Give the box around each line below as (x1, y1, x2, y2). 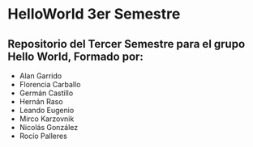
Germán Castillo (19, 88, 74, 98)
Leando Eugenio (19, 106, 75, 115)
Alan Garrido (19, 71, 62, 81)
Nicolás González (19, 123, 79, 132)
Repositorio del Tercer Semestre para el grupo (7, 37, 246, 51)
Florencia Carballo (19, 80, 81, 89)
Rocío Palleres (19, 131, 68, 141)
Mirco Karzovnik (19, 114, 75, 124)
